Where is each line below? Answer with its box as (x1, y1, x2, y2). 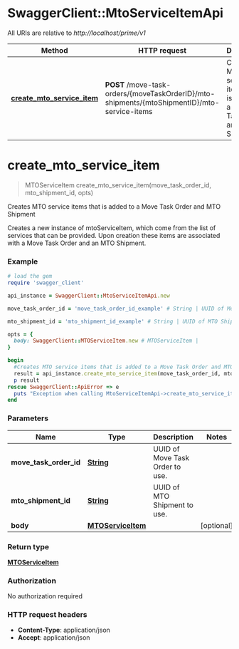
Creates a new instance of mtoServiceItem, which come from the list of (7, 223, 216, 232)
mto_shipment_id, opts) (24, 188, 94, 197)
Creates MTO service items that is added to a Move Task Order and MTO (7, 202, 221, 211)
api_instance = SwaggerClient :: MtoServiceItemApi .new (7, 292, 171, 299)
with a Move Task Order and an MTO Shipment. (7, 239, 147, 247)
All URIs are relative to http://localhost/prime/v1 (7, 28, 146, 37)
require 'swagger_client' (7, 279, 84, 286)
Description (152, 432, 194, 442)
